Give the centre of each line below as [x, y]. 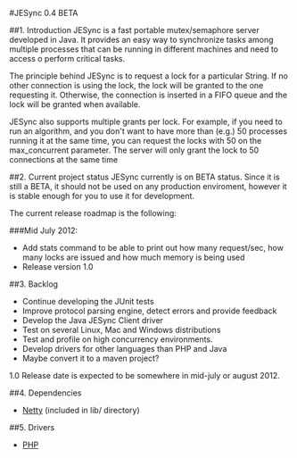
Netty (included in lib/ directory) [81, 410]
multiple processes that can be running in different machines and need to [144, 49]
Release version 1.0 [58, 266]
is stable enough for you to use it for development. [102, 196]
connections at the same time [64, 159]
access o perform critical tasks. [67, 58]
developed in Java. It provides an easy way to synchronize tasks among [141, 40]
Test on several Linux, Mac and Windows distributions [121, 330]
